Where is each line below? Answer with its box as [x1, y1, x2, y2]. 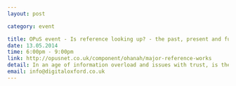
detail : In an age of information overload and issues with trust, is [7, 62, 218, 69]
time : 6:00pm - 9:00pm [7, 48, 74, 56]
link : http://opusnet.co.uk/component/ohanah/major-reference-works [7, 55, 212, 62]
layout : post [7, 10, 46, 17]
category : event [7, 22, 55, 30]
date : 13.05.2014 [7, 42, 58, 49]
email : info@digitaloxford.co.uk [7, 68, 105, 75]
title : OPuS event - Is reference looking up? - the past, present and [7, 36, 221, 43]
